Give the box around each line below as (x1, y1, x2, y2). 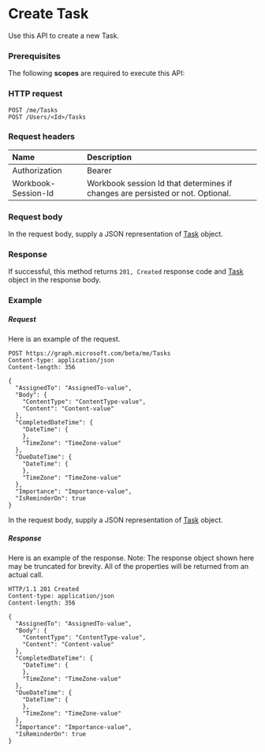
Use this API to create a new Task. (8, 31, 120, 40)
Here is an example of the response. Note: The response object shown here (8, 553, 255, 563)
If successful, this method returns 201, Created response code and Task (8, 267, 244, 276)
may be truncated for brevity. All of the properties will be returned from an (8, 562, 249, 571)
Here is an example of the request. (8, 335, 121, 344)
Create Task (8, 5, 89, 23)
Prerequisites (8, 51, 61, 62)
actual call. (8, 570, 43, 580)
